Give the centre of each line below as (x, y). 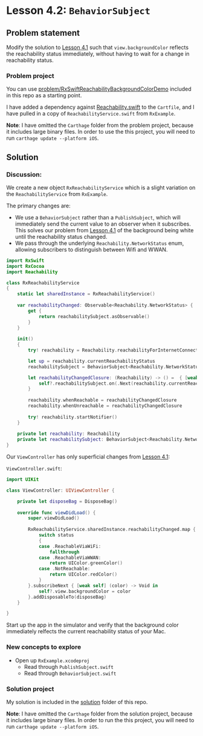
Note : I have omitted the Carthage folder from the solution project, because (99, 714)
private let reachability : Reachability (69, 434)
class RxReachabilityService (43, 283)
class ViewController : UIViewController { (60, 490)
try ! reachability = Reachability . (73, 350)
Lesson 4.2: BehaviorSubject (78, 11)
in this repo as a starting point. (44, 96)
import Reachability (32, 272)
